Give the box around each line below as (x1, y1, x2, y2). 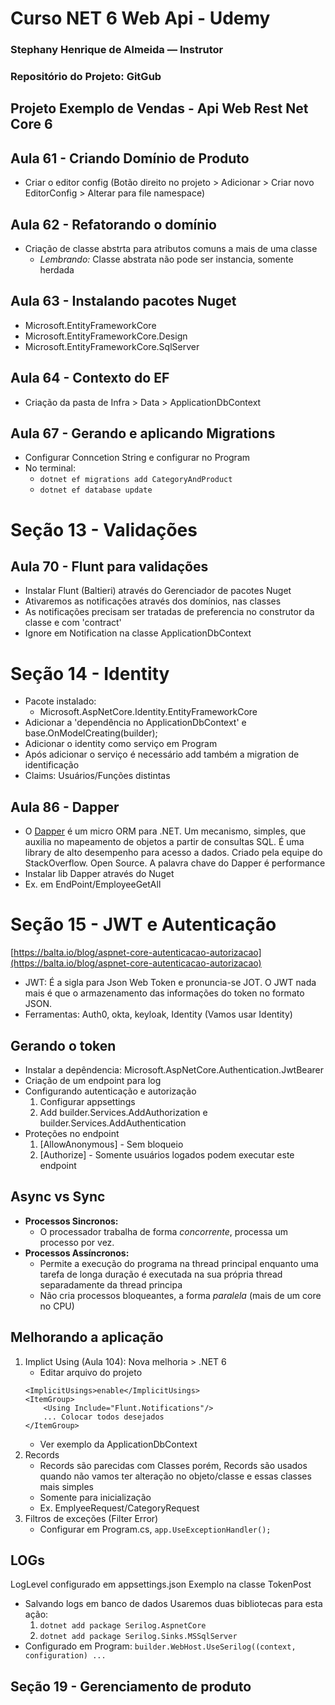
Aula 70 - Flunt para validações (10, 558, 209, 576)
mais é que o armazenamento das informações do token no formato (24, 987, 305, 999)
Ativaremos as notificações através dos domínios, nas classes (24, 595, 282, 607)
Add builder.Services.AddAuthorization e (39, 1106, 208, 1118)
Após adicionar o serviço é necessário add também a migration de (24, 748, 300, 761)
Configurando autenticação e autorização (24, 1085, 197, 1097)
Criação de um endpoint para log (24, 1074, 162, 1086)
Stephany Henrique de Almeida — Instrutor (10, 43, 224, 57)
